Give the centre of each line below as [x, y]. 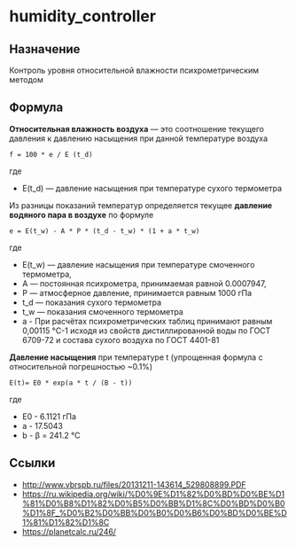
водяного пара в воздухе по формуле [82, 214]
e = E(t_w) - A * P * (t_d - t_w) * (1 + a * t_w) [105, 231]
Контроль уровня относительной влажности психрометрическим [134, 70]
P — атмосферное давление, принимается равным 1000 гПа [137, 292]
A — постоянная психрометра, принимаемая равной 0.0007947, [144, 283]
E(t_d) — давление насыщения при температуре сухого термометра [152, 188]
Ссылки [32, 463]
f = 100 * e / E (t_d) [51, 154]
